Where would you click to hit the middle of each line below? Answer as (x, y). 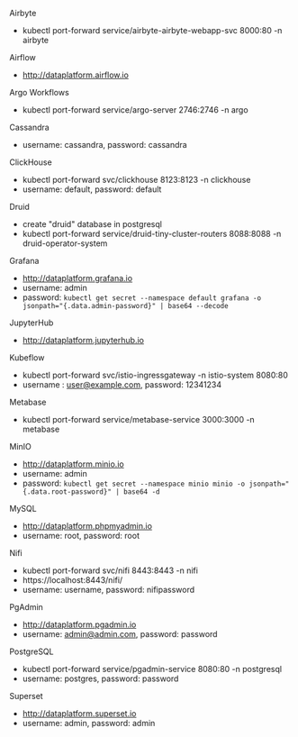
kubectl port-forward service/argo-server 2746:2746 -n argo (135, 110)
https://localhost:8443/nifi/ (72, 580)
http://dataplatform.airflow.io (75, 75)
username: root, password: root (81, 536)
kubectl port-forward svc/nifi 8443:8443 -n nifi (110, 570)
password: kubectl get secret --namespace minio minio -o (134, 483)
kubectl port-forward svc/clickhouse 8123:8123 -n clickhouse (136, 180)
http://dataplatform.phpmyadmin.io (87, 526)
